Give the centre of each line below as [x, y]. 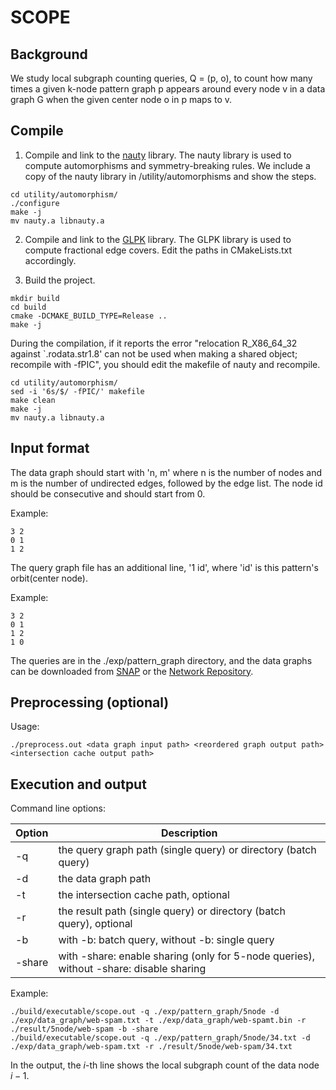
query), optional [95, 924]
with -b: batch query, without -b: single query [166, 940]
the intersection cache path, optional [144, 895]
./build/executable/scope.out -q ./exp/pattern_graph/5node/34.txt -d [160, 1038]
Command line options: [58, 808]
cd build [28, 307]
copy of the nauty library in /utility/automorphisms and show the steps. [170, 176]
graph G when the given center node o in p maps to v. [121, 99]
